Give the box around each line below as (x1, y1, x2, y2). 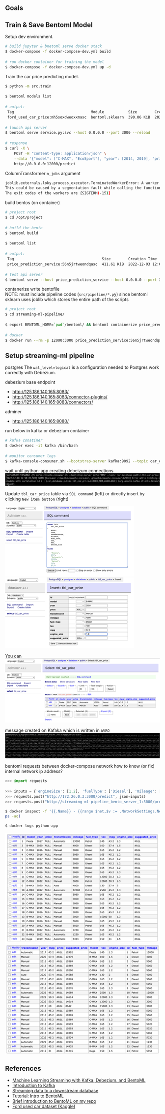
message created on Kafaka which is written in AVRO (5, 727, 110, 733)
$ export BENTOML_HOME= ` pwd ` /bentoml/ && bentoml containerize (5, 322, 137, 328)
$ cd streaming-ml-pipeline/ (5, 312, 65, 317)
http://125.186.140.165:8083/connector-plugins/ (12, 394, 108, 400)
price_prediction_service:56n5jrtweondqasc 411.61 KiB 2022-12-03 (7, 262, 151, 267)
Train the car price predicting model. (5, 73, 79, 79)
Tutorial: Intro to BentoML (12, 1093, 64, 1099)
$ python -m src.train (5, 84, 52, 89)
